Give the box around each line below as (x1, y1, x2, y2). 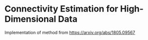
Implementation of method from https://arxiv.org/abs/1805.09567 (4, 29, 135, 35)
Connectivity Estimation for (4, 3, 119, 14)
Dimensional (4, 13, 56, 25)
